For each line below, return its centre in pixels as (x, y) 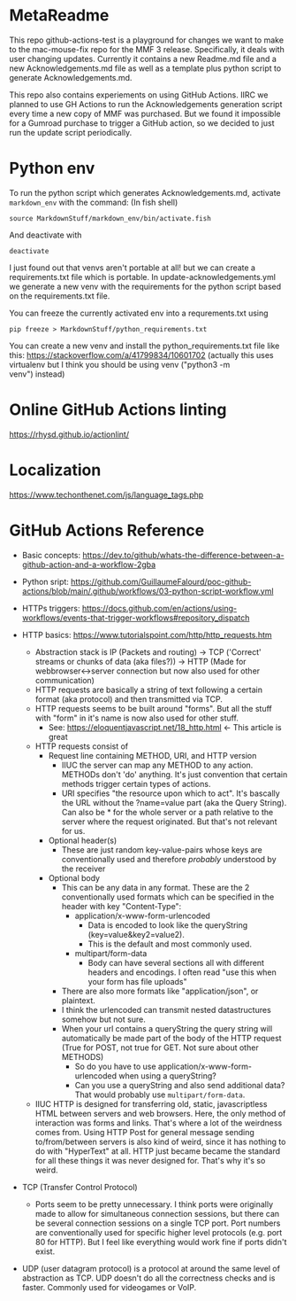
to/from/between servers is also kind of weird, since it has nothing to (160, 1141)
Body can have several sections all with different (176, 962)
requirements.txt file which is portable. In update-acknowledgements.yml (143, 277)
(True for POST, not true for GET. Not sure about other (160, 1048)
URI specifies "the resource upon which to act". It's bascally (171, 793)
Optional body (74, 877)
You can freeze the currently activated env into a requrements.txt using (139, 313)
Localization (55, 470)
